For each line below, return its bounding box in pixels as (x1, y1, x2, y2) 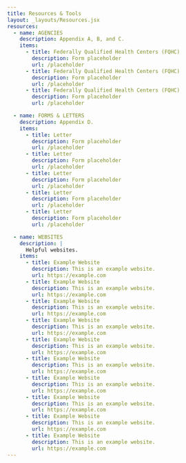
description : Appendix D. (19, 119, 94, 125)
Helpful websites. (25, 246, 79, 254)
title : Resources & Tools (7, 10, 81, 17)
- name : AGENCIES (13, 29, 63, 37)
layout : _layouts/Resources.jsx (7, 17, 100, 23)
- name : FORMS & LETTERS (13, 112, 85, 119)
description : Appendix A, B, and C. (19, 36, 125, 43)
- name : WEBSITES (13, 234, 63, 240)
